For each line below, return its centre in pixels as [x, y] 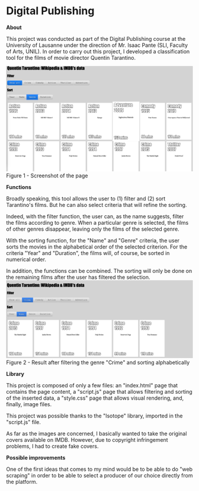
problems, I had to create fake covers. [52, 446]
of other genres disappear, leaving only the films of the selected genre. [93, 229]
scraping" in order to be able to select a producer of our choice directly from [99, 475]
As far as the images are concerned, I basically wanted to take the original [97, 433]
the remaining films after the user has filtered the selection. [78, 277]
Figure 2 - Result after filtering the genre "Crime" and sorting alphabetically [98, 362]
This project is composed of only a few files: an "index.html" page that [92, 385]
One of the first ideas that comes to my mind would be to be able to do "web [99, 469]
